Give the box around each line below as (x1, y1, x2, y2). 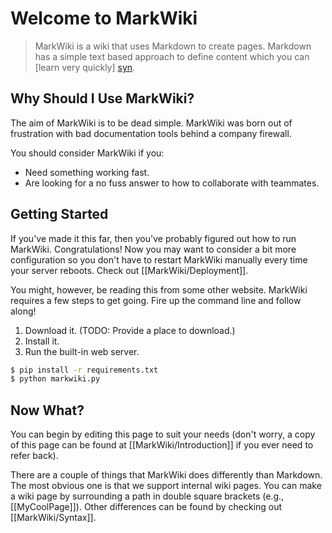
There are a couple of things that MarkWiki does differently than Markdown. (10, 469, 323, 481)
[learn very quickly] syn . (34, 61, 136, 73)
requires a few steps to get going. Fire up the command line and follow (10, 294, 302, 306)
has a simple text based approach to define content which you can (34, 50, 310, 62)
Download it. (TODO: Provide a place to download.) (24, 324, 236, 336)
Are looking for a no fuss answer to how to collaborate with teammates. (24, 177, 320, 189)
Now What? (10, 402, 85, 419)
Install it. (24, 335, 60, 347)
